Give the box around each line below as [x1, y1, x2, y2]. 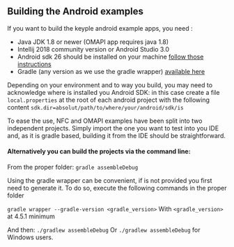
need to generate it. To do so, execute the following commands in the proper [7, 184, 227, 193]
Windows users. [7, 233, 54, 241]
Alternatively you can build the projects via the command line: [7, 147, 191, 156]
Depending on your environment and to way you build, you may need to [7, 80, 213, 89]
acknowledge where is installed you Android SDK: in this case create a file [7, 88, 220, 96]
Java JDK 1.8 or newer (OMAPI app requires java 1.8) [17, 38, 169, 46]
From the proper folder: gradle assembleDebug [7, 163, 139, 172]
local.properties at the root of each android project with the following [7, 96, 210, 104]
